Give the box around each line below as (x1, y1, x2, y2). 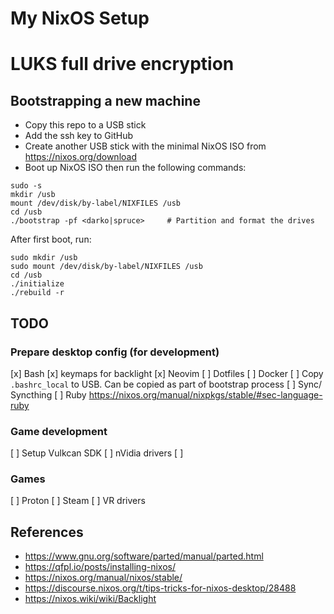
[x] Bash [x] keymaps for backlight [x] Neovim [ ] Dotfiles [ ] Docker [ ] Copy (10, 367, 324, 379)
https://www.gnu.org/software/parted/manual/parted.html (24, 550, 264, 562)
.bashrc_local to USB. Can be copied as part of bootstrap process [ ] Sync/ (10, 378, 323, 390)
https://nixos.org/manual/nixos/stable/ (24, 572, 183, 584)
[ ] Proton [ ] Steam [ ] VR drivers (10, 495, 146, 507)
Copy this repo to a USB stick (24, 119, 147, 131)
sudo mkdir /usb (10, 253, 78, 263)
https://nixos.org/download (24, 151, 137, 163)
